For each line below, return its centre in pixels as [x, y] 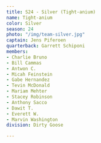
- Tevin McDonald [28, 86]
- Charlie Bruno [27, 57]
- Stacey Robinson [29, 97]
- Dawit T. [20, 108]
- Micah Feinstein [29, 74]
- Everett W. [23, 114]
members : [17, 52]
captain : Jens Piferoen [36, 40]
